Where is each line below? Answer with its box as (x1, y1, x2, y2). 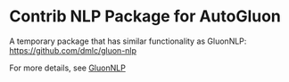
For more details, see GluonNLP (9, 62, 127, 73)
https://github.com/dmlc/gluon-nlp (9, 45, 136, 55)
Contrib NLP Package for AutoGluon (9, 6, 281, 27)
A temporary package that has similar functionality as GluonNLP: (9, 36, 247, 46)
